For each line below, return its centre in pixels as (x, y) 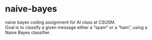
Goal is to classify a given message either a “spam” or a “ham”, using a (76, 27)
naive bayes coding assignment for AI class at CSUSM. (60, 22)
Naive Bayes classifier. (28, 32)
